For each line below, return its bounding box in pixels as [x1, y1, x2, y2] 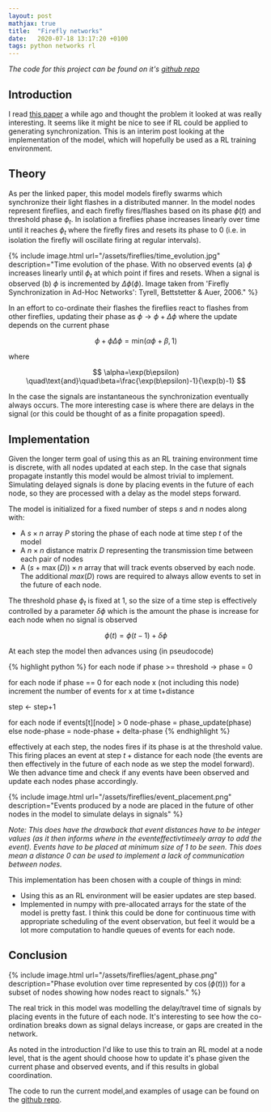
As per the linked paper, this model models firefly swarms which [8, 188, 222, 198]
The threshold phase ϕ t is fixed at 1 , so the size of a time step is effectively [8, 595, 257, 607]
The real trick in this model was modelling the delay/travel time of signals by [8, 1003, 261, 1012]
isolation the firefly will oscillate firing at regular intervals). [8, 236, 201, 245]
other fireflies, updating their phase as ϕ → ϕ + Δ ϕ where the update [8, 312, 238, 322]
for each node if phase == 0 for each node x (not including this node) [8, 677, 239, 687]
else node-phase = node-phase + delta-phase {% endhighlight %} [8, 726, 231, 735]
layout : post [8, 11, 53, 20]
